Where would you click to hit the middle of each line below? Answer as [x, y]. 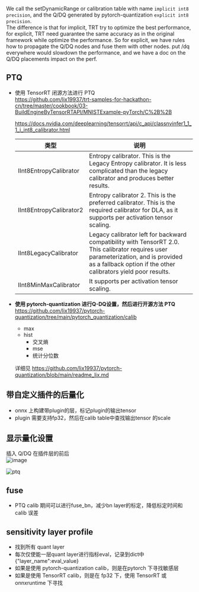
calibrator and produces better [131, 178]
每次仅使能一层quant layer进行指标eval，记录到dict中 [79, 555]
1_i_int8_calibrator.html [42, 129]
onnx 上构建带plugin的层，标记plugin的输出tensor [76, 410]
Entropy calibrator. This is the [129, 155]
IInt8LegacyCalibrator [48, 253]
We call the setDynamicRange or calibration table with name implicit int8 [97, 9]
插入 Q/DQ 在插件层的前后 [38, 454]
